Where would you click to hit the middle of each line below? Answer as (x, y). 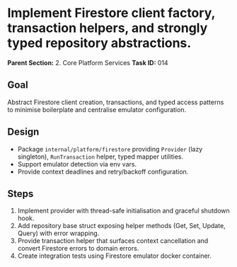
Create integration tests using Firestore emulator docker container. (115, 256)
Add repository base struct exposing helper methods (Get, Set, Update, (122, 226)
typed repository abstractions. (99, 43)
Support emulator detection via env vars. (77, 164)
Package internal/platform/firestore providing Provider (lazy (110, 149)
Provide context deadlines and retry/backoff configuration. (103, 171)
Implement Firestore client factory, (111, 13)
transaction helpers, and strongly (108, 28)
